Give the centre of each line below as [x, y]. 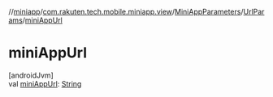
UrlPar [254, 12]
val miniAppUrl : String [45, 83]
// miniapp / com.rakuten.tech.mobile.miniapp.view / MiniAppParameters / [126, 12]
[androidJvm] [31, 75]
